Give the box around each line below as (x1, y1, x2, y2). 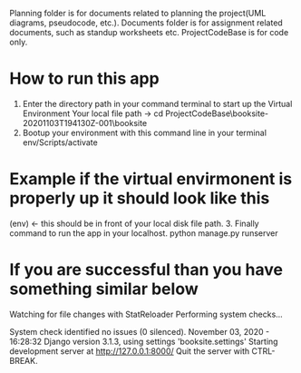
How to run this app (9, 68, 160, 89)
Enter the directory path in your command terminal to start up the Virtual (22, 98, 293, 109)
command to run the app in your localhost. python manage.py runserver (9, 227, 278, 239)
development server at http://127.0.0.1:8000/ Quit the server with (9, 345, 250, 357)
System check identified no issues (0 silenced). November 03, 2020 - (9, 326, 270, 337)
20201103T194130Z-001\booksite (22, 117, 148, 128)
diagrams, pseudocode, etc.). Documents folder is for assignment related (9, 17, 283, 28)
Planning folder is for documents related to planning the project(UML (9, 8, 267, 18)
